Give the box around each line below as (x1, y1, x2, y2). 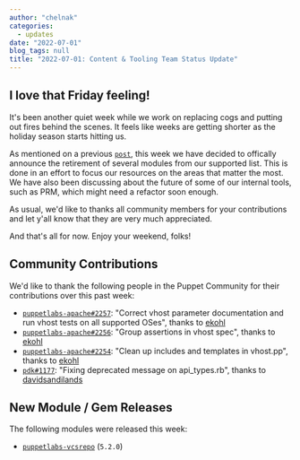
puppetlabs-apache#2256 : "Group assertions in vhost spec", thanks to (21, 326, 276, 337)
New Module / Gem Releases (9, 400, 173, 415)
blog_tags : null (9, 47, 70, 56)
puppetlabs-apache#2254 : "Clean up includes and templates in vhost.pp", (21, 345, 288, 356)
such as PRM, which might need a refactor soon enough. (9, 186, 219, 197)
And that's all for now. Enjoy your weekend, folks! (9, 230, 192, 241)
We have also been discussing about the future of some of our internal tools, (9, 177, 292, 187)
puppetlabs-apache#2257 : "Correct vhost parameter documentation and (21, 307, 284, 318)
